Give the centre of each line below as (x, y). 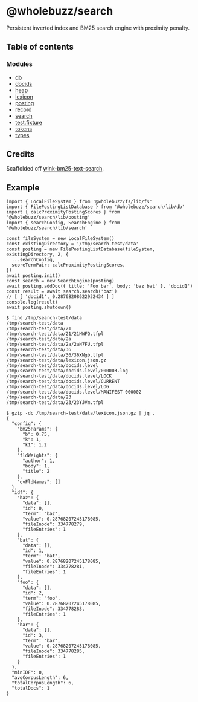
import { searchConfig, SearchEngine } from (63, 223)
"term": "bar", (41, 641)
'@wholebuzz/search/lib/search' (47, 228)
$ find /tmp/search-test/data (44, 318)
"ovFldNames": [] (39, 482)
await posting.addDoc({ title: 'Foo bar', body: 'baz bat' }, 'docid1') (100, 286)
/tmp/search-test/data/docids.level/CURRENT (63, 382)
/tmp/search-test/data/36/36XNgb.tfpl (55, 355)
